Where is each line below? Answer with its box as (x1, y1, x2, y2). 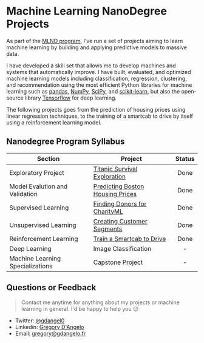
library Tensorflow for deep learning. (25, 94, 117, 101)
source (6, 94, 24, 101)
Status (175, 154, 195, 163)
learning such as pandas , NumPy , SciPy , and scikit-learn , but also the (6, 87, 180, 95)
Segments (93, 225, 123, 233)
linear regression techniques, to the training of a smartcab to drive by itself (6, 112, 193, 120)
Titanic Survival (93, 165, 138, 173)
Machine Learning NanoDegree (6, 4, 167, 18)
